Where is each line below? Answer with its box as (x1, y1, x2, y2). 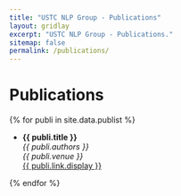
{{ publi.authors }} (21, 141, 89, 152)
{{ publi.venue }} (21, 151, 84, 162)
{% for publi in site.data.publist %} (9, 115, 136, 125)
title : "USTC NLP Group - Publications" (9, 13, 162, 22)
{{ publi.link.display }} (21, 160, 103, 171)
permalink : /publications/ (9, 47, 110, 55)
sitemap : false (9, 38, 66, 47)
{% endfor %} (9, 178, 61, 189)
